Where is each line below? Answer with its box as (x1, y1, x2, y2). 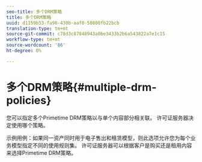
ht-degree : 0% (6, 48, 42, 54)
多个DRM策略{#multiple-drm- (6, 80, 157, 94)
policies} (6, 93, 52, 107)
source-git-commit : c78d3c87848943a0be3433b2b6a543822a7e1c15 (6, 31, 165, 37)
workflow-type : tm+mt (6, 36, 61, 42)
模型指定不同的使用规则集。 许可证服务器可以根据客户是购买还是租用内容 (11, 142, 192, 149)
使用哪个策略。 (11, 121, 49, 129)
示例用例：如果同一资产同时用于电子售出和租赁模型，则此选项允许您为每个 (6, 134, 191, 141)
